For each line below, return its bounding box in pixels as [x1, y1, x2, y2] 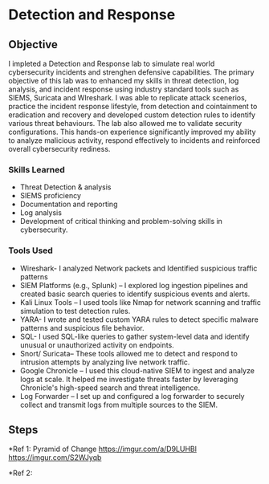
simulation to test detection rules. [19, 306, 131, 315]
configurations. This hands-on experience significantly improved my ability [8, 127, 256, 136]
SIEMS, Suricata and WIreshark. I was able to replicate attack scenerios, [8, 93, 247, 102]
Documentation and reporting [19, 199, 118, 209]
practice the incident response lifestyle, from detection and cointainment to [8, 102, 258, 111]
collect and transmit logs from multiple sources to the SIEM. [19, 400, 218, 409]
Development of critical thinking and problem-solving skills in [19, 217, 223, 226]
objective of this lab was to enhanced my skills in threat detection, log [8, 76, 239, 85]
